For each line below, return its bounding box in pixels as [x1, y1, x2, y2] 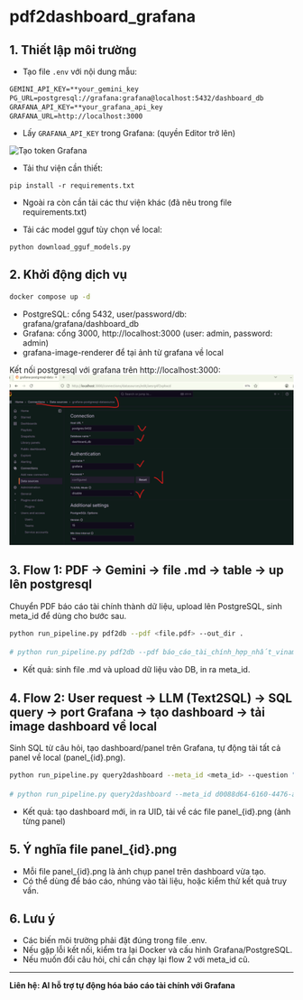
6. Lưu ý [9, 911, 56, 926]
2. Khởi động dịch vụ [9, 267, 128, 282]
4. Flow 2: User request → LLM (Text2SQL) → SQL [9, 690, 293, 706]
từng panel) [22, 815, 66, 827]
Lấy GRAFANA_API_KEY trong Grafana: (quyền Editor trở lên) [22, 128, 236, 138]
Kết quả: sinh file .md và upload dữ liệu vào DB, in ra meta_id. [22, 664, 251, 675]
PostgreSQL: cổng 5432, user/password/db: [22, 309, 188, 319]
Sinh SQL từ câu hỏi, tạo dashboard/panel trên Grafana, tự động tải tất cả [9, 743, 281, 754]
